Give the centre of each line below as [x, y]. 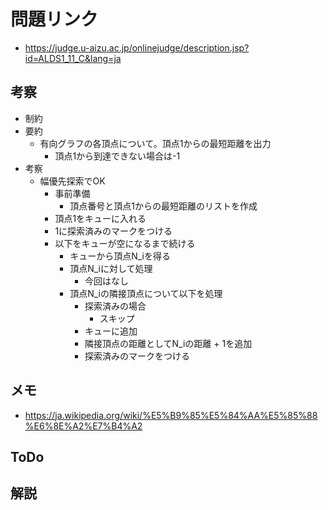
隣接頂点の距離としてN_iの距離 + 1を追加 [168, 343]
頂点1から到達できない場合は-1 [117, 156]
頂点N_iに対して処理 [111, 268]
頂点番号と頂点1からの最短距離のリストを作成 [163, 206]
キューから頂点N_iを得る [120, 256]
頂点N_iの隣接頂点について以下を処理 [146, 293]
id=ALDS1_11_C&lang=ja [73, 58]
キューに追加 [111, 331]
